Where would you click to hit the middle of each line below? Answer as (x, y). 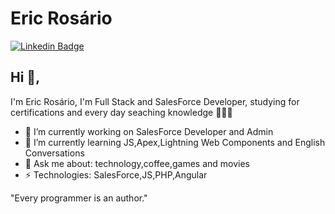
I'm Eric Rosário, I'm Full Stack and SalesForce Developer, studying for (155, 101)
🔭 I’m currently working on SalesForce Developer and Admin (149, 131)
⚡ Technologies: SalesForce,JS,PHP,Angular (116, 174)
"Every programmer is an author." (79, 198)
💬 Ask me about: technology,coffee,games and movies (137, 163)
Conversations (54, 153)
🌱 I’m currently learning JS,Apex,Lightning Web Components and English (175, 142)
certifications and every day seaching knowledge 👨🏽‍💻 (121, 112)
